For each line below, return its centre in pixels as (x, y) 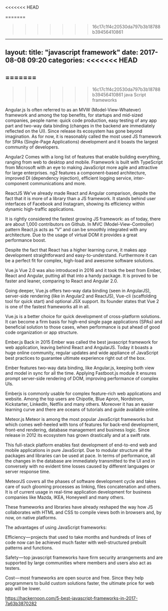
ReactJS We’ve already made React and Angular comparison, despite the (80, 193)
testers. (13, 568)
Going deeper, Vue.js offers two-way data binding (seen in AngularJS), (78, 291)
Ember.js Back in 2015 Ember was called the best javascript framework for (82, 342)
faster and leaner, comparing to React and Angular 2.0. (62, 281)
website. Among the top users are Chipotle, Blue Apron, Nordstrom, (75, 399)
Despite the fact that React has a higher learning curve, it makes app (76, 250)
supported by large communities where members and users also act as (78, 563)
